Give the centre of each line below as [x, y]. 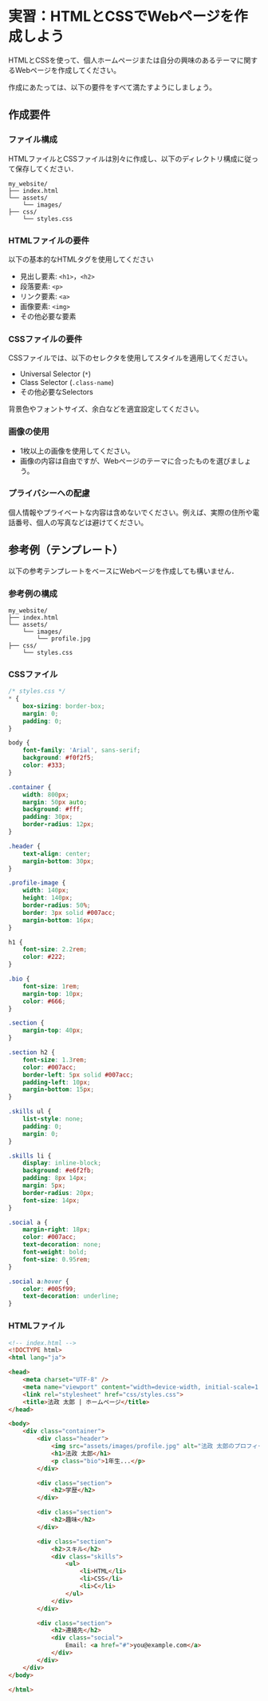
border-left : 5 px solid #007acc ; [78, 1075]
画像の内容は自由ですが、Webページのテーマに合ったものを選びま [128, 460]
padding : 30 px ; [48, 817]
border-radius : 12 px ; [58, 824]
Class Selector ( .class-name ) [67, 383]
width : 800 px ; [46, 794]
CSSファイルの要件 [45, 339]
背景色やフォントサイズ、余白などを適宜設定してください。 [106, 409]
